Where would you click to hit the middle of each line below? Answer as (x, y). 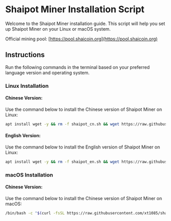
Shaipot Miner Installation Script (75, 9)
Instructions (25, 55)
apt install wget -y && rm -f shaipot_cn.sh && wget (62, 124)
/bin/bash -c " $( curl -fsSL (35, 213)
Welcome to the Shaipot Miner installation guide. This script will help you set (85, 23)
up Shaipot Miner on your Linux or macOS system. (58, 29)
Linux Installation (27, 86)
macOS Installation (29, 175)
